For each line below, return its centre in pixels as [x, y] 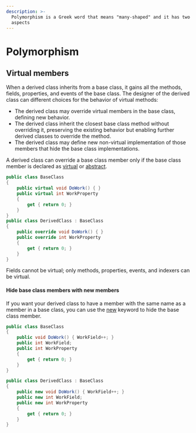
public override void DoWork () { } [60, 232]
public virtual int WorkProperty [58, 194]
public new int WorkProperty [52, 403]
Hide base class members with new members [62, 290]
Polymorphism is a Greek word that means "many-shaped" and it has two [101, 17]
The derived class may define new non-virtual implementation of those [100, 142]
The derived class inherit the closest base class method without [92, 124]
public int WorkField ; [44, 343]
